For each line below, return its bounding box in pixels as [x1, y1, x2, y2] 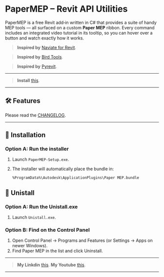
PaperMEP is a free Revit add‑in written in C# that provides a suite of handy [5, 20, 157, 25]
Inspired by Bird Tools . [17, 54, 63, 59]
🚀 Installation [5, 131, 46, 139]
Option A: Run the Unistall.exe [5, 203, 78, 210]
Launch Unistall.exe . [12, 215, 56, 220]
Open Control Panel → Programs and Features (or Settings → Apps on [12, 237, 153, 243]
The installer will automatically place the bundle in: [12, 166, 114, 172]
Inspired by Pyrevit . [17, 63, 57, 69]
